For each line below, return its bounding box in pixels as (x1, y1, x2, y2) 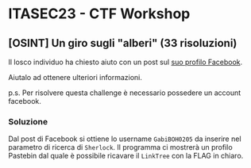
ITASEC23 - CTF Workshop (8, 5, 191, 23)
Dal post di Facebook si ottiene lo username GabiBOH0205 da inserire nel (8, 134, 241, 143)
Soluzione (8, 116, 48, 127)
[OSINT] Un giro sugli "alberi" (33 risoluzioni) (8, 36, 237, 50)
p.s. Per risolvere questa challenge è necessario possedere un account (8, 88, 241, 97)
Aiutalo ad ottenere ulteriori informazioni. (8, 73, 143, 82)
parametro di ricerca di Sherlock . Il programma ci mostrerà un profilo (8, 143, 233, 152)
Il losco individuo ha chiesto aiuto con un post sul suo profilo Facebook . (8, 57, 243, 67)
